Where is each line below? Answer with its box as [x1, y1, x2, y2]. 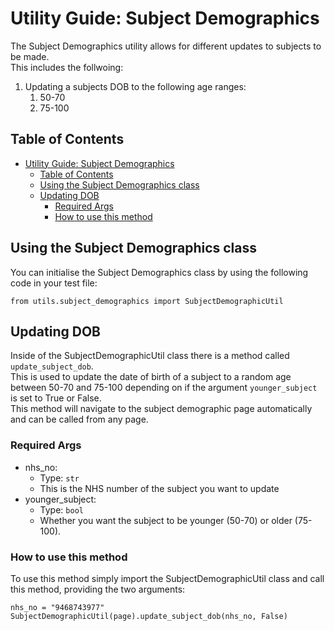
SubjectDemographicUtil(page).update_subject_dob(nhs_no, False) [10, 611, 288, 621]
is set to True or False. [10, 392, 102, 404]
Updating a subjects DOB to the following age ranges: [24, 80, 247, 92]
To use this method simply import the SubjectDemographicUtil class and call [10, 572, 325, 584]
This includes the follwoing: [10, 61, 124, 73]
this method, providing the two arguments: [10, 583, 186, 595]
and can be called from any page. [10, 413, 149, 426]
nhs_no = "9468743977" [10, 602, 105, 612]
